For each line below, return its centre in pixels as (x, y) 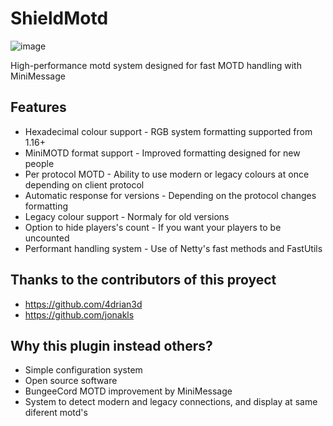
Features (38, 107)
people (39, 163)
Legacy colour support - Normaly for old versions (127, 216)
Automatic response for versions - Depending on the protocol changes (170, 195)
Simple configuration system (83, 370)
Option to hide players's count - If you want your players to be (153, 227)
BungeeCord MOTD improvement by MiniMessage (128, 391)
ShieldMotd (59, 18)
